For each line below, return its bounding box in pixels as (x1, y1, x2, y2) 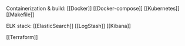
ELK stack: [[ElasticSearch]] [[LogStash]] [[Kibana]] (6, 23, 131, 29)
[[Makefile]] (6, 11, 35, 18)
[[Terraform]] (6, 34, 38, 40)
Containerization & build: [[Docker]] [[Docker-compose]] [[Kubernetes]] (6, 5, 180, 12)
